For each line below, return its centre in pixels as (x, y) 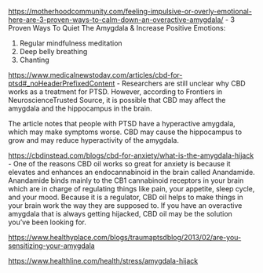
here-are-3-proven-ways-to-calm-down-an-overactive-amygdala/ (116, 20)
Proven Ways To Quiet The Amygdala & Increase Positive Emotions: (117, 28)
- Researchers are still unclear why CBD (181, 83)
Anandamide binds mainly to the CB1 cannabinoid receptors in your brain (126, 180)
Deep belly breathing (53, 51)
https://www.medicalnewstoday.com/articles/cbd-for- (95, 75)
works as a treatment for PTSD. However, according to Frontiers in (115, 92)
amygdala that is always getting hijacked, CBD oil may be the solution (121, 214)
